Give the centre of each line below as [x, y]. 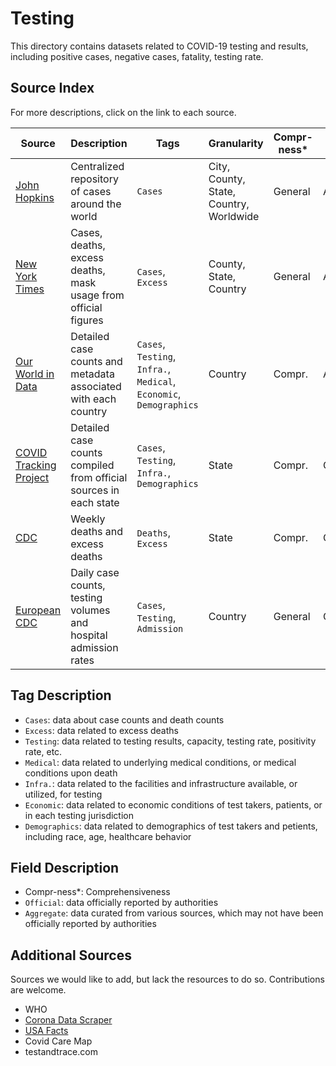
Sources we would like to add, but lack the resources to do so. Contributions [167, 979]
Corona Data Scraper [68, 1020]
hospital [89, 635]
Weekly [88, 519]
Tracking [36, 465]
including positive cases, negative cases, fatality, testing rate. [137, 56]
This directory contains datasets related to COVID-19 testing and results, [159, 46]
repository [94, 179]
